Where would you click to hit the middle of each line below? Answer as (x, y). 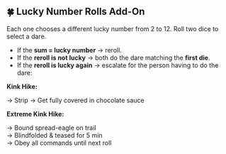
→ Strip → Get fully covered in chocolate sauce (75, 100)
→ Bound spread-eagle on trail (51, 128)
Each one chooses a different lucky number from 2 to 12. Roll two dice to (113, 28)
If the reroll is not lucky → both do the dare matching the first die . (113, 57)
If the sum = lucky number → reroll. (69, 50)
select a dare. (27, 36)
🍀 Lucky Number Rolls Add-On (76, 12)
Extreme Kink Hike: (35, 114)
